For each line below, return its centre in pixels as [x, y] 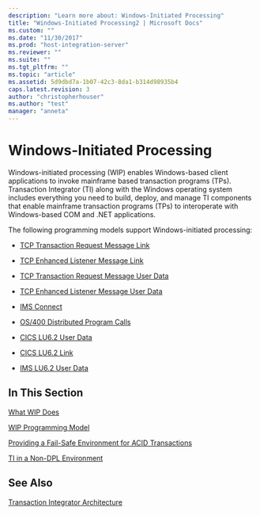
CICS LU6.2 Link [46, 353]
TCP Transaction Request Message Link [85, 245]
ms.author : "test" [38, 104]
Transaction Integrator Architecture [65, 502]
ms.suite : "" [30, 60]
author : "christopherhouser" [56, 97]
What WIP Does [34, 412]
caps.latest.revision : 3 [49, 89]
